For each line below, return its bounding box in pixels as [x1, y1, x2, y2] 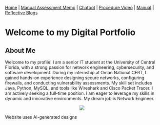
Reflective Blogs [5, 10, 38, 16]
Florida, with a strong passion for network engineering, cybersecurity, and [5, 64, 155, 70]
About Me [5, 46, 36, 55]
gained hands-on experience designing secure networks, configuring [5, 75, 145, 81]
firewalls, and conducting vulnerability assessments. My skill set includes [5, 80, 152, 85]
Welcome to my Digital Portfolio [5, 27, 136, 38]
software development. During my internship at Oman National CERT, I [5, 70, 146, 75]
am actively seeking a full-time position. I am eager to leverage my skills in [5, 90, 155, 96]
